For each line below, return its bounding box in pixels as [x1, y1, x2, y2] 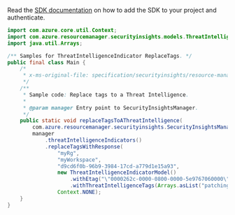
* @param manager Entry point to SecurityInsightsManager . [22, 104, 199, 111]
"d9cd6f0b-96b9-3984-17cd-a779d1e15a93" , [57, 163, 180, 170]
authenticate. [7, 13, 45, 22]
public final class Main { [7, 59, 86, 66]
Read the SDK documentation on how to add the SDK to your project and [7, 6, 217, 14]
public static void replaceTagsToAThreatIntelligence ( [20, 117, 183, 124]
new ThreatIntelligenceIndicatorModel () [57, 169, 177, 177]
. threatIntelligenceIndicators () [44, 137, 142, 144]
